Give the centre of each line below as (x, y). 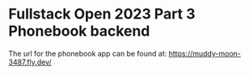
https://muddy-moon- (205, 53)
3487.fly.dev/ (30, 62)
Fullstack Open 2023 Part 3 (102, 14)
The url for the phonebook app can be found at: (88, 53)
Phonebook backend (79, 31)
